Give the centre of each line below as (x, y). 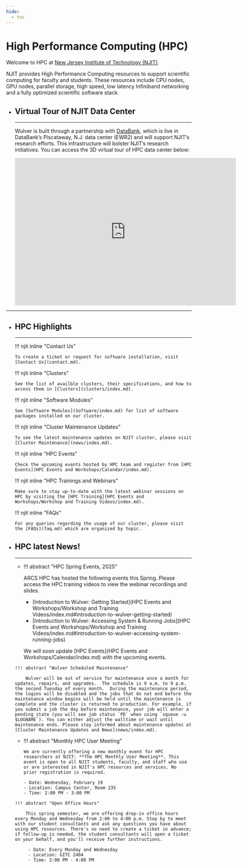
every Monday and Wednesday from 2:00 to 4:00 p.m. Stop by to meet (100, 818)
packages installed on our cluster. (59, 416)
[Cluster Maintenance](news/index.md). (64, 443)
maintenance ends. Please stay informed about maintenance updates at (103, 725)
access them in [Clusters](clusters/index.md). (74, 389)
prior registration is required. (64, 772)
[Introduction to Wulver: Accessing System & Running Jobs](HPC (111, 620)
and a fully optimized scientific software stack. (63, 93)
